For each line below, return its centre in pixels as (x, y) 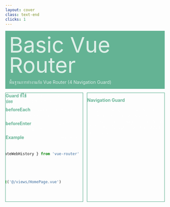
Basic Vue (60, 45)
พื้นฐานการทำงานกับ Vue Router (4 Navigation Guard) (60, 82)
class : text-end (22, 15)
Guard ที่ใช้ (16, 96)
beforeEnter (18, 124)
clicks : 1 (16, 19)
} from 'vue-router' (58, 154)
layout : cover (20, 10)
